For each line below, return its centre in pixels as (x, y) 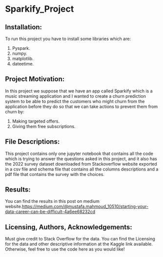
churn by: (15, 111)
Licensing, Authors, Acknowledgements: (69, 227)
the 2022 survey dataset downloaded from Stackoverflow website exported (81, 164)
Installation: (24, 27)
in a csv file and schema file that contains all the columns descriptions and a (82, 169)
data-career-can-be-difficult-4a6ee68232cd (50, 212)
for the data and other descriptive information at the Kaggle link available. (79, 244)
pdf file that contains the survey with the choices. (55, 174)
